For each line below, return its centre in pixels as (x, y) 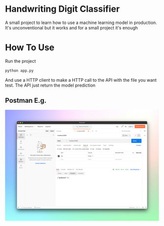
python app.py (20, 70)
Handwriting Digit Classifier (62, 9)
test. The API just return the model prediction (50, 85)
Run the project (20, 61)
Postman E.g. (26, 101)
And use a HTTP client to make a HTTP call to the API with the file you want (81, 80)
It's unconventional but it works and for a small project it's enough (72, 27)
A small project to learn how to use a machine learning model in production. (81, 23)
